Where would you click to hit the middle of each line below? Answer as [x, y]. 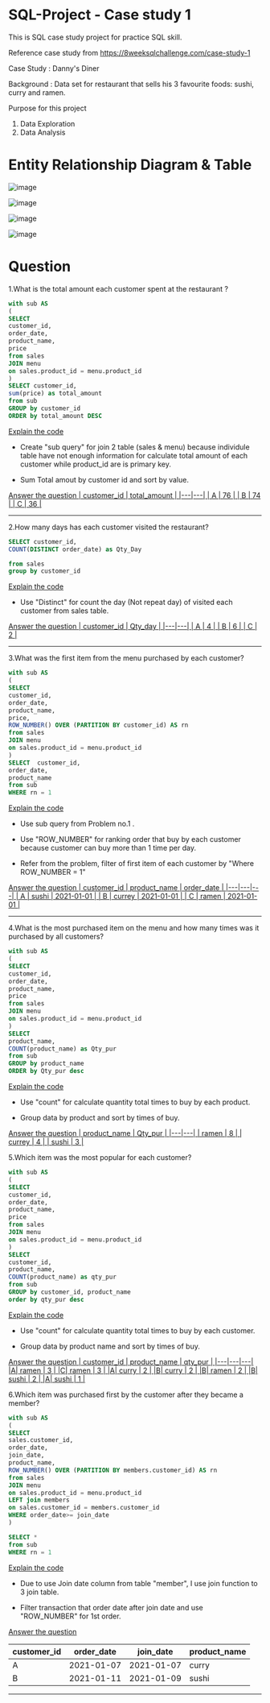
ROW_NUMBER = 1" [53, 872]
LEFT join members [39, 1500]
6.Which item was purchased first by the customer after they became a [126, 1394]
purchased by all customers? [56, 937]
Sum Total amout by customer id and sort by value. [104, 479]
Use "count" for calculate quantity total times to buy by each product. [135, 1102]
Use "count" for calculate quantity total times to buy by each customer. [137, 1330]
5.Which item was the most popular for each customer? [100, 1158]
